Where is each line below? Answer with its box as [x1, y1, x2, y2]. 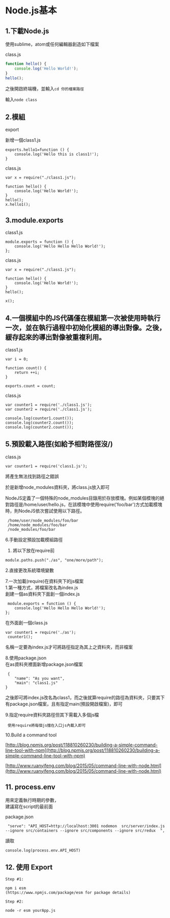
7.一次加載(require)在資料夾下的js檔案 [5, 578, 84, 584]
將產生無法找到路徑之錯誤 [5, 473, 59, 479]
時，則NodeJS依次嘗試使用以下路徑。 [5, 507, 85, 514]
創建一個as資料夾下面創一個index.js [5, 591, 80, 597]
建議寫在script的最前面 [5, 803, 53, 810]
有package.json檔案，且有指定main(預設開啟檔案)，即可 [5, 701, 123, 707]
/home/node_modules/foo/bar [7, 522, 67, 527]
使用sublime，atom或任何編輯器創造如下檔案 [5, 41, 99, 47]
